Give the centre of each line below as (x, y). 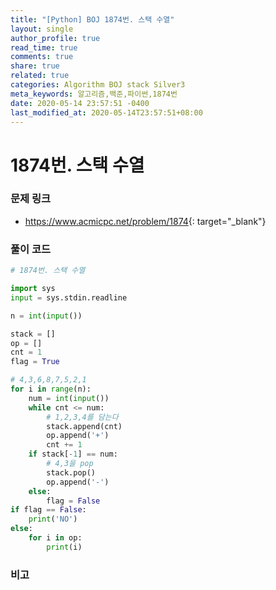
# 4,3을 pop (70, 464)
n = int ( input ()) (46, 316)
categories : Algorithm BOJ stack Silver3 (98, 85)
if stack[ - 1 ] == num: (73, 454)
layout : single (42, 29)
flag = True (35, 362)
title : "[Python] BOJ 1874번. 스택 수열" (92, 19)
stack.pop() (71, 472)
